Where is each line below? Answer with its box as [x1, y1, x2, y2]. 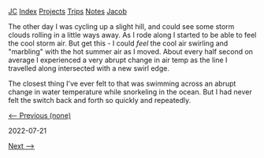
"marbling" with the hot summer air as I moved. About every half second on [8, 47, 254, 56]
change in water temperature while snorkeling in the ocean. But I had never [8, 87, 252, 97]
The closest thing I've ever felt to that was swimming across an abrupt [8, 79, 236, 88]
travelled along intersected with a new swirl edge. [8, 64, 169, 73]
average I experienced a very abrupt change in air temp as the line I [8, 55, 228, 64]
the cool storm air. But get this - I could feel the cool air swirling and [8, 39, 229, 48]
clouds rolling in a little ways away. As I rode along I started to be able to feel [8, 31, 257, 39]
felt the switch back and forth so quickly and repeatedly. [8, 96, 191, 105]
